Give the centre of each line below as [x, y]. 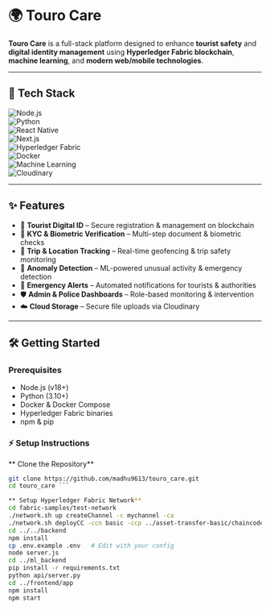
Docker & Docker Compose [65, 405]
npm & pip [37, 422]
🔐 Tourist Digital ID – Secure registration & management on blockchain [137, 225]
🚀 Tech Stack [42, 93]
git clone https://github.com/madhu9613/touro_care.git [104, 479]
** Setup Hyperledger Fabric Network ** [75, 500]
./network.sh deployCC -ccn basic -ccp [75, 523]
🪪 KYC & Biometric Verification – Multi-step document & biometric [131, 234]
